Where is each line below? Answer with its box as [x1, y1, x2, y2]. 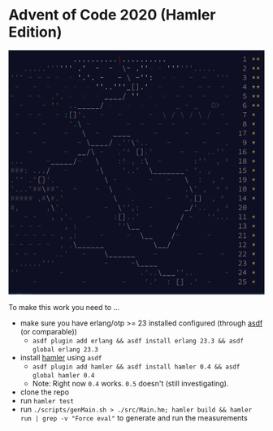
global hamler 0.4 [32, 372, 95, 380]
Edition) [8, 23, 63, 41]
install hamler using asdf [19, 353, 102, 363]
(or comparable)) [19, 327, 77, 337]
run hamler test [19, 396, 75, 406]
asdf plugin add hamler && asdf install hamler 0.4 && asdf [32, 363, 240, 371]
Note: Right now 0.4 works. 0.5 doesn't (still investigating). [32, 379, 229, 389]
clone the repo [19, 387, 70, 397]
